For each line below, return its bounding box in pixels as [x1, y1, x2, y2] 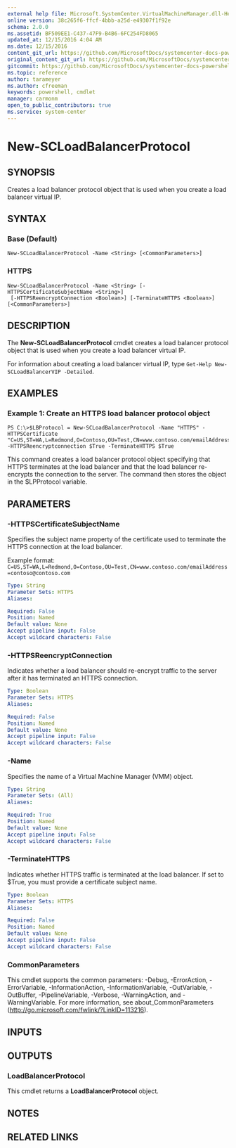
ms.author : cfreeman [7, 82, 68, 89]
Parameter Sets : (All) [7, 792, 74, 799]
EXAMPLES [7, 387, 58, 399]
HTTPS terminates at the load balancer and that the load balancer [7, 463, 197, 471]
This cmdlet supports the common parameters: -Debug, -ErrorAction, [7, 976, 209, 984]
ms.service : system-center [7, 108, 86, 115]
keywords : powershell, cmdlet [7, 89, 96, 96]
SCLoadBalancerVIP [7, 368, 61, 375]
